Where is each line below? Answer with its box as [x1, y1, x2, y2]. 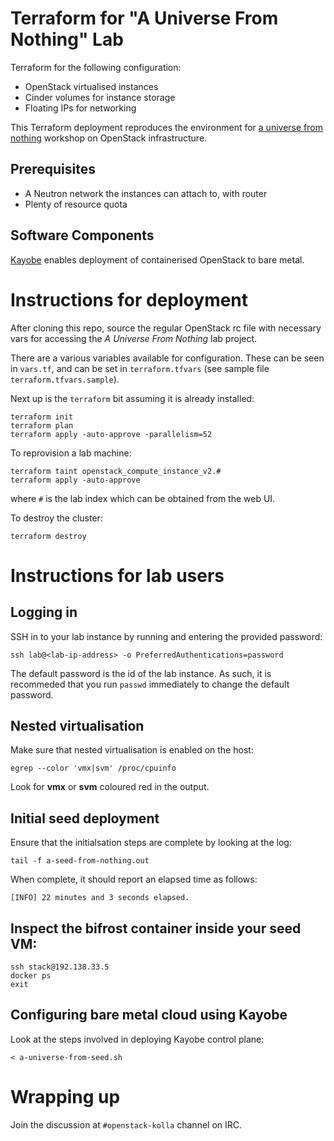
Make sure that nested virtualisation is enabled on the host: [10, 744, 254, 756]
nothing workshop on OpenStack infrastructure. [10, 132, 208, 144]
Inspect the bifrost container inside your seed [10, 920, 302, 937]
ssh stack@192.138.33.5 [10, 962, 110, 972]
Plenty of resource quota [24, 198, 128, 210]
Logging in [10, 604, 78, 621]
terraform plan [10, 420, 74, 431]
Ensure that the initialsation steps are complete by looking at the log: [10, 837, 292, 849]
